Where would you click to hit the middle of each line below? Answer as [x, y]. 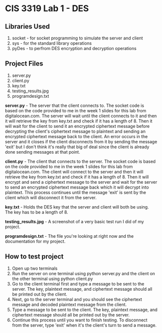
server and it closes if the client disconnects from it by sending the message [81, 141]
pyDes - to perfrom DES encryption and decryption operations [74, 48]
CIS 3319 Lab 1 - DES [47, 9]
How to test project [34, 256]
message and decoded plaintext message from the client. [69, 304]
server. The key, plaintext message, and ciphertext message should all [82, 289]
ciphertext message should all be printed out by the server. [71, 315]
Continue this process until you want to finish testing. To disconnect [80, 320]
